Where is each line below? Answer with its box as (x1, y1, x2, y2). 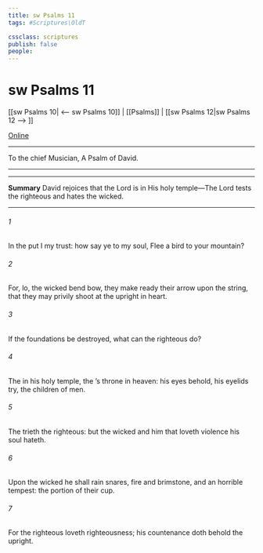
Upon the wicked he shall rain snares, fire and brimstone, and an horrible (8, 478, 243, 487)
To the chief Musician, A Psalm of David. (8, 154, 139, 163)
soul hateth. (8, 435, 47, 445)
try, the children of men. (8, 384, 86, 394)
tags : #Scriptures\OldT (8, 19, 86, 27)
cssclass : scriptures (8, 33, 79, 41)
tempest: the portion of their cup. (8, 486, 115, 495)
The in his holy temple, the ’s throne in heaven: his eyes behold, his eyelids (8, 376, 249, 385)
